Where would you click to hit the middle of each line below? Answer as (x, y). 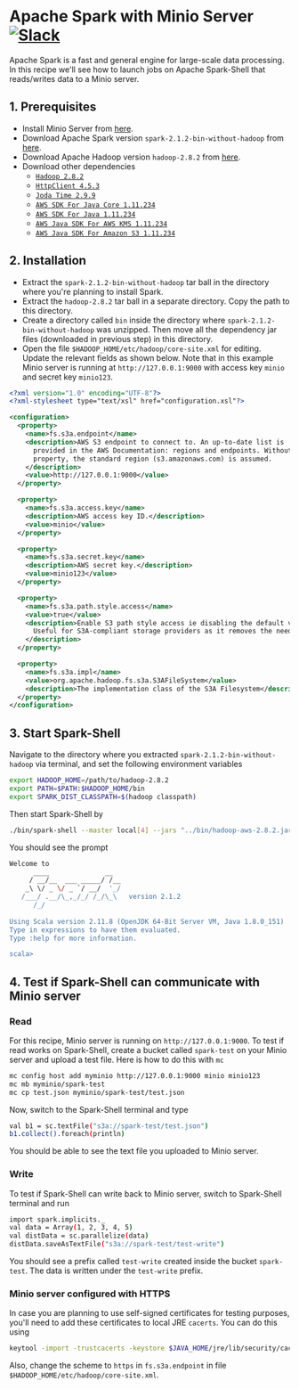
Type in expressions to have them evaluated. (95, 930)
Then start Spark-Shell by (57, 813)
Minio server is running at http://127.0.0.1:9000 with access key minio (153, 367)
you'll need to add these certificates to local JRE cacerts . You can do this (143, 1323)
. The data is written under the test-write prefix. (114, 1271)
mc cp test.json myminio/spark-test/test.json (97, 1092)
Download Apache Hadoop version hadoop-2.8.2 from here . (131, 157)
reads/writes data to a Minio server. (74, 78)
